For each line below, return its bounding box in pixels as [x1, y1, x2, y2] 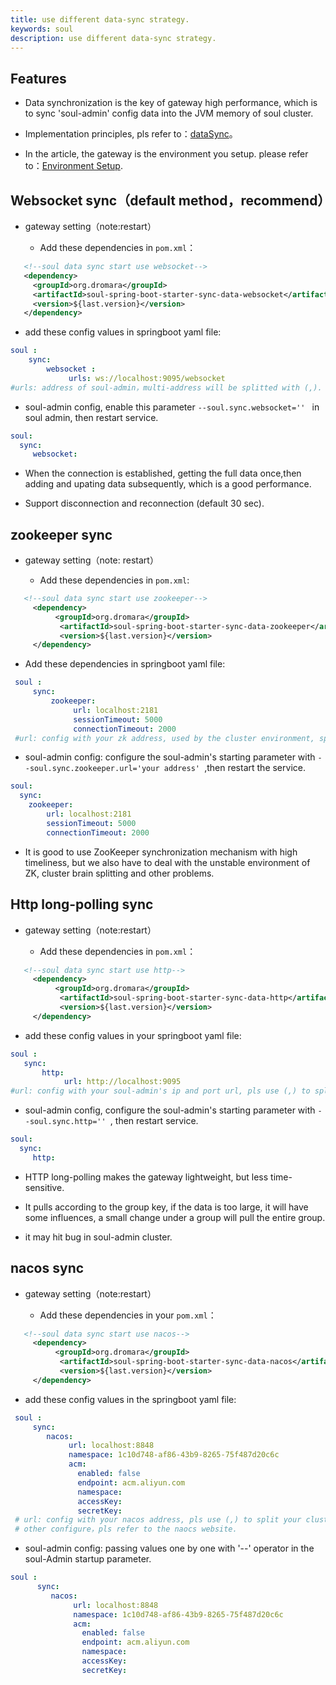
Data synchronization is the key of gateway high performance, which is [24, 97, 318, 109]
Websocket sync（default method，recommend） [10, 192, 332, 209]
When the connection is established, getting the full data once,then [24, 467, 302, 480]
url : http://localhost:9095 [63, 1077, 182, 1087]
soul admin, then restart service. [24, 411, 159, 423]
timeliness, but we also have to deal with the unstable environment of [24, 856, 311, 868]
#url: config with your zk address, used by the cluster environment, [14, 733, 315, 743]
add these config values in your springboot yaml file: [24, 1029, 242, 1041]
